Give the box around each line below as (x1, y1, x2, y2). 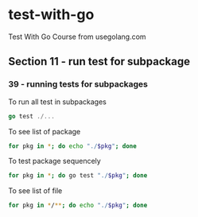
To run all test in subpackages (8, 97, 107, 107)
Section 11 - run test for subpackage (8, 55, 191, 68)
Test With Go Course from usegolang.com (8, 32, 146, 41)
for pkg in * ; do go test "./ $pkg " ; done (8, 172, 148, 180)
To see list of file (8, 186, 63, 196)
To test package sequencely (8, 157, 101, 166)
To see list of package (8, 126, 81, 136)
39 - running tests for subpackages (8, 79, 149, 90)
